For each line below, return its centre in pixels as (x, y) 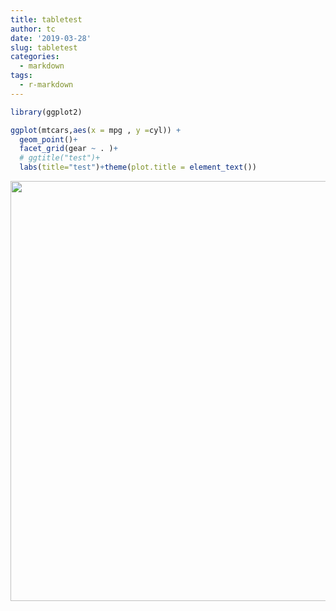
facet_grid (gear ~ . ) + (68, 149)
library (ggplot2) (46, 112)
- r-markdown (46, 85)
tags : (21, 76)
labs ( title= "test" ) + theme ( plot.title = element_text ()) (138, 167)
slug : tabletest (44, 47)
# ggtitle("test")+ (60, 158)
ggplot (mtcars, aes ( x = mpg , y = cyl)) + (96, 130)
